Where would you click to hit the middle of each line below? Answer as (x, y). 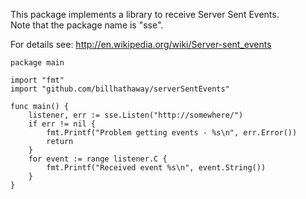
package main (37, 63)
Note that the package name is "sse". (87, 25)
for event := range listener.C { (98, 159)
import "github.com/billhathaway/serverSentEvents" (120, 89)
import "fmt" (37, 80)
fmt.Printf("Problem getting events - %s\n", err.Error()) (172, 133)
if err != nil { (62, 124)
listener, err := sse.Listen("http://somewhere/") (136, 115)
